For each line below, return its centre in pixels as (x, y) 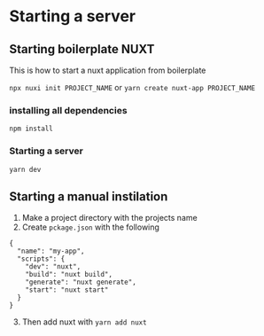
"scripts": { (41, 259)
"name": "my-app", (51, 251)
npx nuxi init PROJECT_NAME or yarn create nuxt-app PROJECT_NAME (132, 87)
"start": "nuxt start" (67, 290)
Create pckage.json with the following (90, 227)
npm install (31, 129)
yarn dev (25, 169)
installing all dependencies (68, 110)
